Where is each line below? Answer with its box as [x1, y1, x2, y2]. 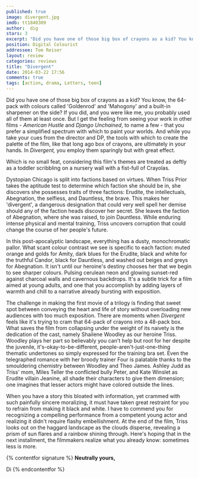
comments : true [6, 75, 44, 80]
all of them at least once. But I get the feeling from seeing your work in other [6, 115, 192, 122]
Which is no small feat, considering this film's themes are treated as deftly [6, 158, 187, 165]
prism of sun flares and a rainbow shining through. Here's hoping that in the [6, 430, 191, 437]
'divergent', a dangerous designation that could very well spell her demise [6, 201, 187, 208]
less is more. [6, 443, 37, 450]
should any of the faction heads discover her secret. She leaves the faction [6, 208, 190, 214]
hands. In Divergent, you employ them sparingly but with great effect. [6, 147, 176, 154]
